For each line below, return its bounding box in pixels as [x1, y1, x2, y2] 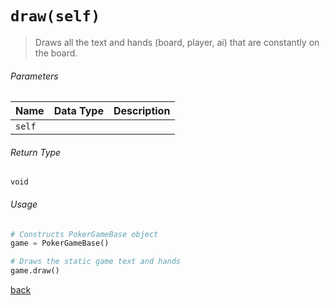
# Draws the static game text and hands [10, 257, 182, 267]
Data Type [53, 104, 104, 118]
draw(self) [10, 7, 101, 26]
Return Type [10, 146, 62, 158]
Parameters [10, 70, 59, 82]
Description [113, 104, 171, 118]
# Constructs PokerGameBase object [10, 229, 159, 239]
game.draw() [10, 266, 60, 276]
